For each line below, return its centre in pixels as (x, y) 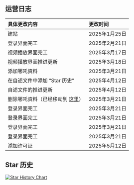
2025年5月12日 (108, 146)
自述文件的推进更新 (30, 90)
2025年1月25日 (108, 34)
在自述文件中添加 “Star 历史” (41, 80)
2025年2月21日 (108, 43)
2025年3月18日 (108, 62)
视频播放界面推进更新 (33, 62)
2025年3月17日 (108, 52)
